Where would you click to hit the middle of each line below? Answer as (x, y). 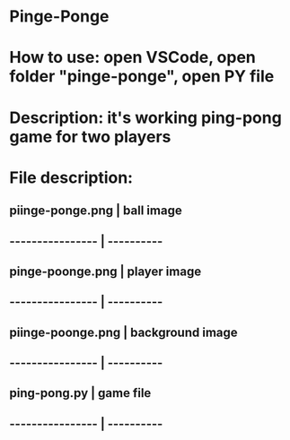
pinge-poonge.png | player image (105, 271)
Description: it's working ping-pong (146, 117)
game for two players (90, 137)
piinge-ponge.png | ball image (96, 211)
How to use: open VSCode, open (132, 58)
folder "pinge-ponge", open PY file (142, 77)
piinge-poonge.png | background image (123, 332)
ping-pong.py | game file (80, 393)
